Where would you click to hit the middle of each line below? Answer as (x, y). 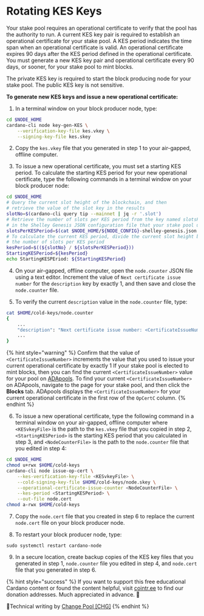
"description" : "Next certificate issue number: (80, 330)
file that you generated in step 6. (56, 570)
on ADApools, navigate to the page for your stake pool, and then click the (98, 385)
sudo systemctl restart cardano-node (54, 546)
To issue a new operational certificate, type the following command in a (104, 416)
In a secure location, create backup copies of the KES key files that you (104, 557)
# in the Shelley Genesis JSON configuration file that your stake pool (100, 225)
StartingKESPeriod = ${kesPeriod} (47, 253)
